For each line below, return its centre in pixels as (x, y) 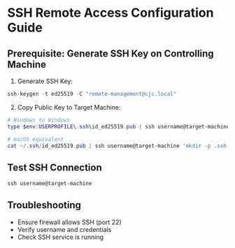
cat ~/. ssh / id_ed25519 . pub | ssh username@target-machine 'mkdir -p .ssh (117, 146)
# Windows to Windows (39, 120)
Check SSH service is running (60, 237)
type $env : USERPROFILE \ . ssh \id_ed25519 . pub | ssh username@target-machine (119, 126)
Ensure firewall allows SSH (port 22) (69, 222)
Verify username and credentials (64, 229)
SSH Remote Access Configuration (111, 13)
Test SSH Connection (55, 167)
